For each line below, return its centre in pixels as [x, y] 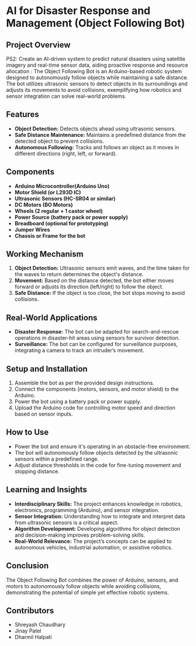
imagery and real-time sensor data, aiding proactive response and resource [97, 65]
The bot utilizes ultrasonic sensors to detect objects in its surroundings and [97, 84]
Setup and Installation [47, 369]
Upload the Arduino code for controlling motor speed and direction [95, 408]
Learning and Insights [47, 490]
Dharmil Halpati [33, 637]
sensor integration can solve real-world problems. [66, 96]
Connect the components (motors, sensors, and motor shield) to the [97, 389]
